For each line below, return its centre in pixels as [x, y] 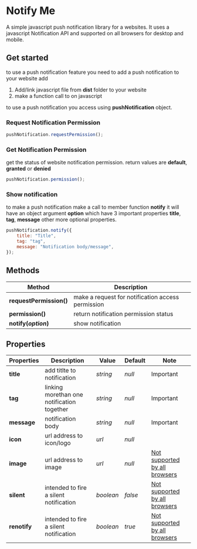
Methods [23, 271]
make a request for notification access [126, 297]
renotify [21, 527]
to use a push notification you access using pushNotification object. [89, 107]
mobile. [15, 39]
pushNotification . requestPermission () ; [55, 135]
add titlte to [60, 371]
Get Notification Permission [46, 150]
